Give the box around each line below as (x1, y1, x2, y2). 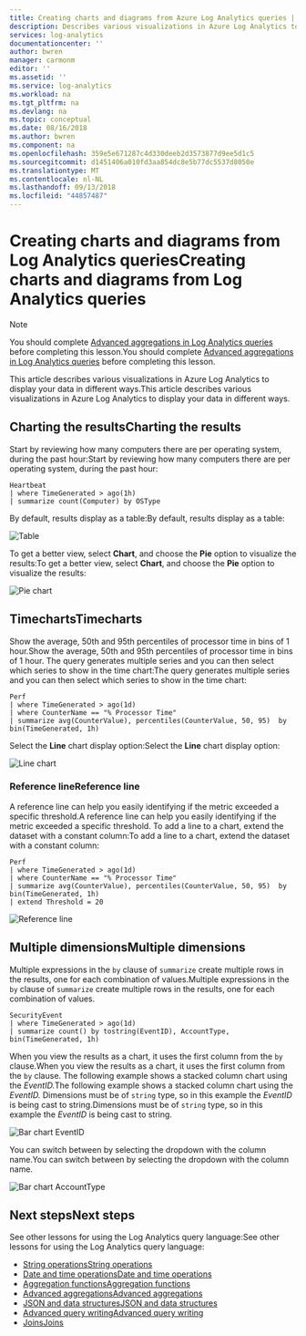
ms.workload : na (9, 89, 71, 98)
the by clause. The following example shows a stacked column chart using (9, 1070, 289, 1081)
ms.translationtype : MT (9, 166, 100, 175)
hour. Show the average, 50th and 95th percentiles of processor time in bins (9, 645, 293, 657)
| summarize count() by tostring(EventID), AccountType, (9, 1027, 230, 1036)
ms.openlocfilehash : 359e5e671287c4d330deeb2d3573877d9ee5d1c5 (9, 149, 255, 158)
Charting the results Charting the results (9, 419, 241, 435)
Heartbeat (9, 481, 47, 490)
